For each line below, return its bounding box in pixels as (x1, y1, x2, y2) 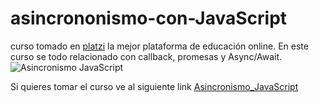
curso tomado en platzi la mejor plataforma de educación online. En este (10, 40, 309, 52)
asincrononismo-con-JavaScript (10, 7, 288, 30)
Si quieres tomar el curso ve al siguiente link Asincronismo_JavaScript (10, 80, 299, 92)
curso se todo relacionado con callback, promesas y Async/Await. (10, 50, 283, 62)
